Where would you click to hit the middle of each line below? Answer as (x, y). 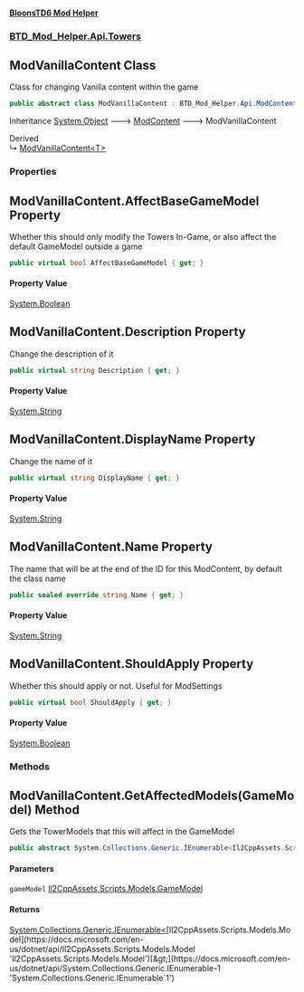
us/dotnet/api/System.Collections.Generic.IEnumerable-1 (115, 968)
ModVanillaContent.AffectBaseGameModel (134, 200)
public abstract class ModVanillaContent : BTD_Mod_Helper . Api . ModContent (153, 104)
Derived (24, 138)
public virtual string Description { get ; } (95, 370)
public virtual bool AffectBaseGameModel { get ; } (107, 262)
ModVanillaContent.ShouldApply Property (132, 664)
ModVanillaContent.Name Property (111, 547)
